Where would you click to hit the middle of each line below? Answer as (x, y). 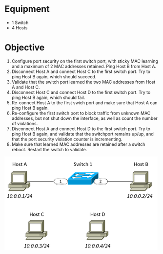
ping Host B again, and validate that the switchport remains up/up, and (83, 134)
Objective (25, 48)
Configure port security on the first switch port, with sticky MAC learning (85, 61)
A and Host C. (26, 87)
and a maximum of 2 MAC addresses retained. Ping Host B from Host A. (84, 66)
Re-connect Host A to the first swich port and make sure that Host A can (84, 103)
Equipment (27, 9)
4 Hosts (20, 27)
